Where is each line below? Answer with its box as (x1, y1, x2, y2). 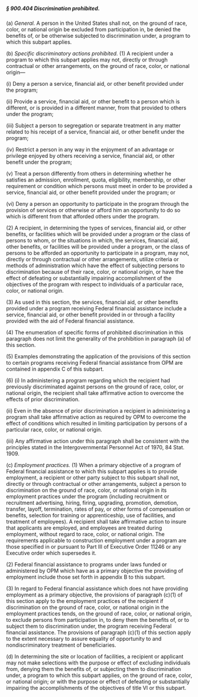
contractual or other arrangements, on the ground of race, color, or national (6, 62, 190, 69)
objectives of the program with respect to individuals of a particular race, (6, 281, 184, 288)
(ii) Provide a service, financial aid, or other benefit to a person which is (6, 98, 180, 105)
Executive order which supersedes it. (6, 549, 96, 556)
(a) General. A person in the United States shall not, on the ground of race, (6, 20, 187, 27)
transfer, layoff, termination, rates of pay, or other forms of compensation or (6, 505, 191, 513)
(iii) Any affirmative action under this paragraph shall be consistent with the (6, 437, 189, 445)
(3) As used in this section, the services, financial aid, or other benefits (6, 299, 178, 306)
